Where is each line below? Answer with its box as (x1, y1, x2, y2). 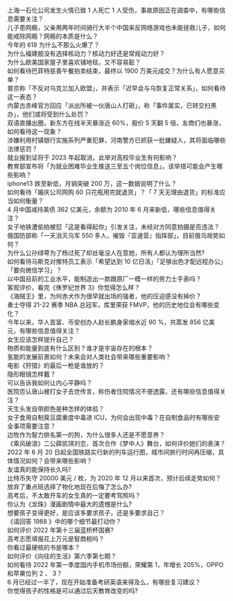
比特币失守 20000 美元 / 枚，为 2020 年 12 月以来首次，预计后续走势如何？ (7, 474, 222, 482)
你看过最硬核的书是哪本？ (7, 543, 80, 551)
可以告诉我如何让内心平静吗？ (7, 378, 92, 387)
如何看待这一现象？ (7, 128, 62, 135)
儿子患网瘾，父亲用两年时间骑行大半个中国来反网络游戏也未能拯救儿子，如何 (7, 24, 226, 31)
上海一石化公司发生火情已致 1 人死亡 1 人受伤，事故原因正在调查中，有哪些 (7, 6, 220, 14)
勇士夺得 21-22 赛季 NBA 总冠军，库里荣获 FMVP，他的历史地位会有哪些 (7, 301, 214, 308)
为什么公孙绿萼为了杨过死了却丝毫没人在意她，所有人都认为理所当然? (7, 249, 205, 256)
